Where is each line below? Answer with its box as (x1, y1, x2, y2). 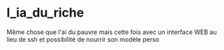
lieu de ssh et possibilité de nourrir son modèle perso (6, 35, 160, 43)
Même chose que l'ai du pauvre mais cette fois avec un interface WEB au (6, 28, 217, 36)
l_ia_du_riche (6, 5, 84, 21)
